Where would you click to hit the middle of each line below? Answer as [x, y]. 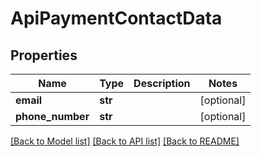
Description [162, 83]
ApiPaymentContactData [116, 18]
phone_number [52, 116]
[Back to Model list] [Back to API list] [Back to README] [125, 141]
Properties [44, 55]
